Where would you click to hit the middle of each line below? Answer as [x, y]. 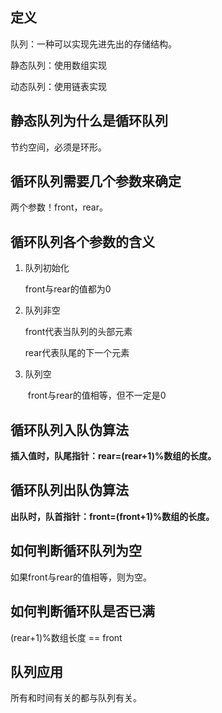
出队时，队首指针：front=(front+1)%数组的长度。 [112, 516]
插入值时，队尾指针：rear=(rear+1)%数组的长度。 [113, 456]
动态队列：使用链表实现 [58, 86]
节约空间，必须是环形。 [58, 147]
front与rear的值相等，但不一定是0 [97, 395]
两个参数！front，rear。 [59, 207]
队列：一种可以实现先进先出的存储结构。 [93, 44]
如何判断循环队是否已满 [82, 611]
